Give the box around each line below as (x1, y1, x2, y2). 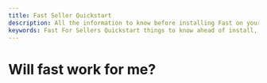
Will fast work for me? (8, 60, 157, 78)
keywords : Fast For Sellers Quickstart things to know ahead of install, (8, 26, 258, 34)
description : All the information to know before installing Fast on (8, 19, 244, 27)
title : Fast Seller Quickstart (8, 11, 112, 20)
